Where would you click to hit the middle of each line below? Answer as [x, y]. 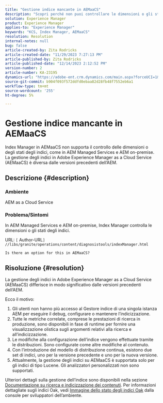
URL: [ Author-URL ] [25, 240]
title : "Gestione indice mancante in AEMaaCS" [53, 9]
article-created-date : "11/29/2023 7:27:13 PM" [54, 55]
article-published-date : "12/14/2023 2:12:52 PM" [56, 64]
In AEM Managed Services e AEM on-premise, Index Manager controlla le [79, 226]
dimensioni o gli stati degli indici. [38, 230]
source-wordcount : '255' [30, 91]
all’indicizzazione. [30, 334]
